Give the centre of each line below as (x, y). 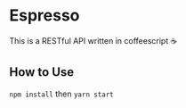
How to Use (42, 72)
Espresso (44, 16)
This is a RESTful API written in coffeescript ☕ (93, 40)
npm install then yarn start (61, 94)
